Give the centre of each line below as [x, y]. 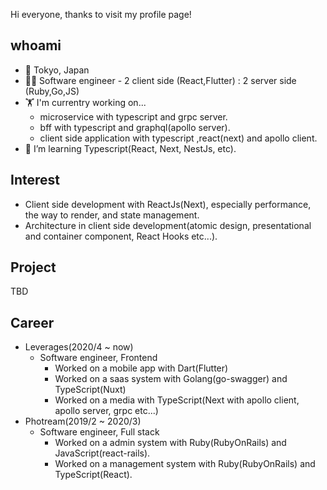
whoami [36, 45]
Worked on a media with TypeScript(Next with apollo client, [177, 400]
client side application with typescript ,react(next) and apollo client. [178, 138]
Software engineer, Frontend [98, 358]
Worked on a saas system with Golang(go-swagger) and [171, 379]
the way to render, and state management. [112, 215]
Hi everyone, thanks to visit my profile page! [101, 14]
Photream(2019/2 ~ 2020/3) [83, 421]
